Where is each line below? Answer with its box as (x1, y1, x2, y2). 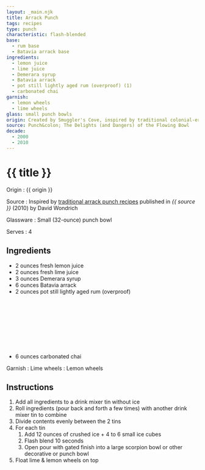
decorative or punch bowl (24, 450, 90, 458)
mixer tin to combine (15, 411, 67, 419)
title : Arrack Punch (6, 15, 59, 21)
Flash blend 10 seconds (24, 437, 84, 444)
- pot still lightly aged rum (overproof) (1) (12, 83, 132, 89)
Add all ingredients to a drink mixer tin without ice (15, 398, 140, 406)
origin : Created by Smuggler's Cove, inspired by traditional (6, 117, 168, 123)
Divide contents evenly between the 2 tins (15, 418, 121, 425)
